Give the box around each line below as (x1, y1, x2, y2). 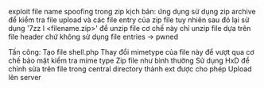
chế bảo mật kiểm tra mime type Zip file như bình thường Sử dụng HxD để (8, 55, 250, 65)
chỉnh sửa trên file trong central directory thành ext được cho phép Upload (8, 64, 252, 74)
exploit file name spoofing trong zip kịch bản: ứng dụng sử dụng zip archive (8, 7, 256, 16)
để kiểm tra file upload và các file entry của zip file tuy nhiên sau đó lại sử (8, 15, 250, 25)
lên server (8, 73, 41, 82)
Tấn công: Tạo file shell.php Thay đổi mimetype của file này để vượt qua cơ (8, 48, 254, 56)
